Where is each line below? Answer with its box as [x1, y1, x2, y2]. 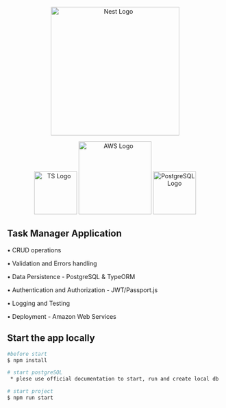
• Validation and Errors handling [7, 259, 97, 267]
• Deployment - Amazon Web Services [7, 312, 116, 320]
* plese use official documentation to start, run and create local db [10, 376, 219, 383]
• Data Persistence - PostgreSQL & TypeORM [7, 272, 136, 280]
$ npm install [7, 357, 48, 363]
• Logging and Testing [7, 299, 71, 307]
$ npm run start [7, 394, 53, 401]
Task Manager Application [7, 228, 122, 239]
